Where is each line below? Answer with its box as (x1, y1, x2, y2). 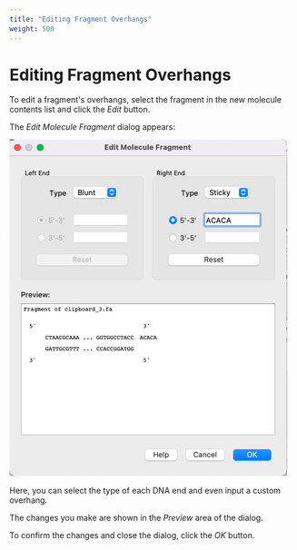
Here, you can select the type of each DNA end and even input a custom (9, 486, 282, 496)
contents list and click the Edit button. (9, 104, 151, 115)
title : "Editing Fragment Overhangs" (9, 15, 153, 24)
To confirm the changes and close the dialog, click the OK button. (9, 530, 255, 541)
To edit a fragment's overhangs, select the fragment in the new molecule (9, 94, 282, 105)
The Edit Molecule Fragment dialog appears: (9, 122, 175, 133)
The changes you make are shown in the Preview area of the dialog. (9, 513, 263, 524)
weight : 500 (9, 24, 54, 34)
